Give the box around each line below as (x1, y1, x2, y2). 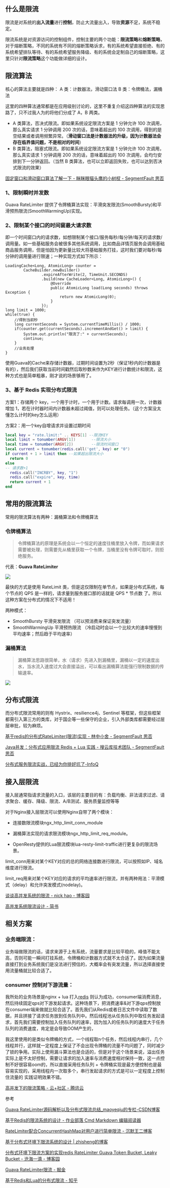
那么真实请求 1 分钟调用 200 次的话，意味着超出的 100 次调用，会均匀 (12, 151, 158, 158)
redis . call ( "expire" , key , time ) (10, 475, 80, 480)
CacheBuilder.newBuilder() (23, 268, 80, 273)
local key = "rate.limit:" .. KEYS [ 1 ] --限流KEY (5, 432, 108, 438)
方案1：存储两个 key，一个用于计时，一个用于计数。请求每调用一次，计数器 (5, 399, 162, 405)
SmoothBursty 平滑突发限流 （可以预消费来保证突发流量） (12, 618, 134, 624)
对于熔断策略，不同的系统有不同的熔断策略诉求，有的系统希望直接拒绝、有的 (5, 43, 165, 49)
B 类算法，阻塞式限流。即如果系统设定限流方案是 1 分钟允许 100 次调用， (12, 145, 164, 151)
